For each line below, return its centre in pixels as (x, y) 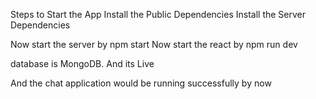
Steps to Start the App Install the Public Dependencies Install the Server (158, 14)
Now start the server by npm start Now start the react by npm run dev (154, 44)
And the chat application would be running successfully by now (141, 83)
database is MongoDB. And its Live (82, 63)
